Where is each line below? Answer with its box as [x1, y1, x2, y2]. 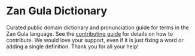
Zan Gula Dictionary [6, 4, 108, 18]
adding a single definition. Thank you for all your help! [6, 43, 139, 50]
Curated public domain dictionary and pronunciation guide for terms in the [6, 24, 190, 31]
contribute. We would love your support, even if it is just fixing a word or [6, 36, 184, 43]
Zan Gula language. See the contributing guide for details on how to [6, 30, 173, 37]
